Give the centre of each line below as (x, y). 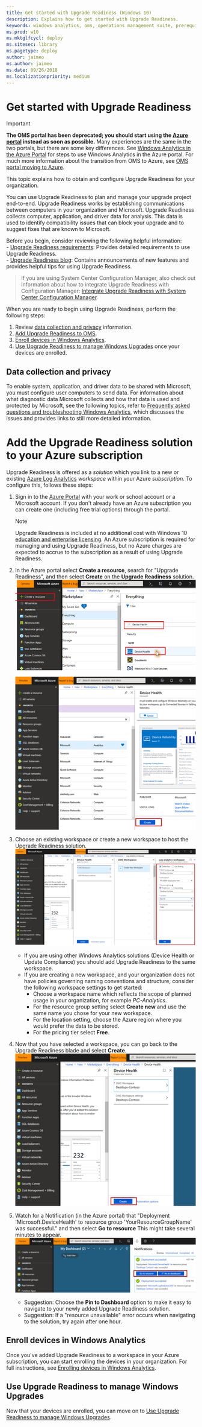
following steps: (26, 315)
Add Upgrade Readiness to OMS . (56, 334)
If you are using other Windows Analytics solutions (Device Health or (109, 955)
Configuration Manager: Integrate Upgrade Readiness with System (103, 291)
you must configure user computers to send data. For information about (95, 393)
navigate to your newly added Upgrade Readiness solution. (97, 1309)
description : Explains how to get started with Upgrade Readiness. (93, 19)
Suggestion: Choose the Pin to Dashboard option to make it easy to (108, 1302)
